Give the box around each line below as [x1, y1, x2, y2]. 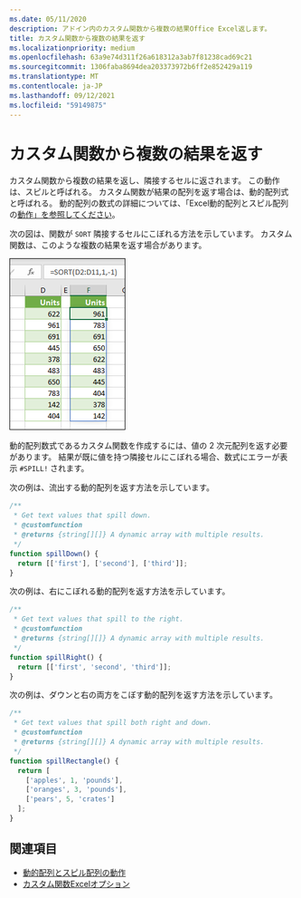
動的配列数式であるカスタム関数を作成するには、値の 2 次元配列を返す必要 [9, 440, 288, 451]
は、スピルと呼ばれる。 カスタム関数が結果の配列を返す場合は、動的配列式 [9, 187, 289, 198]
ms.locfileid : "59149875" [9, 101, 107, 110]
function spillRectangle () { [9, 757, 119, 766]
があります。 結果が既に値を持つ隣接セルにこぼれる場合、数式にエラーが [9, 451, 280, 462]
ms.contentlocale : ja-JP [9, 82, 103, 91]
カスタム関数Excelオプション [22, 878, 131, 889]
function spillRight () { [9, 652, 103, 661]
